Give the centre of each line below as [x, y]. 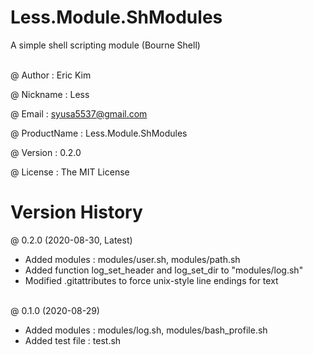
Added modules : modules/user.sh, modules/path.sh [132, 259]
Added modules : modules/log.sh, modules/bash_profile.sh [146, 330]
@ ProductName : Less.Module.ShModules [99, 133]
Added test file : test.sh [73, 340]
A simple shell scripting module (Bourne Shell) [105, 45]
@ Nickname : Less [50, 94]
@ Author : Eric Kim [51, 75]
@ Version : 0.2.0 [46, 152]
